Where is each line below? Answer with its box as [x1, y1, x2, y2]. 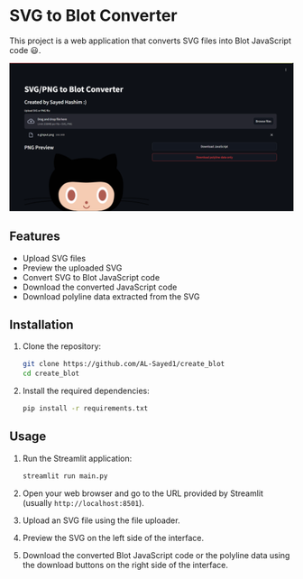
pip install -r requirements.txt [22, 404, 149, 413]
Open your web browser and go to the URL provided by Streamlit [22, 488, 264, 499]
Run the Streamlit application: [22, 453, 133, 464]
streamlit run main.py [22, 471, 108, 481]
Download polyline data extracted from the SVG [22, 290, 200, 302]
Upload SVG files [22, 253, 87, 263]
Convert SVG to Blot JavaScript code [22, 271, 161, 282]
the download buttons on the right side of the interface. [22, 559, 228, 570]
